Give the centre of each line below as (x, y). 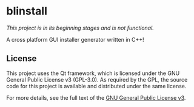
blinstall (27, 11)
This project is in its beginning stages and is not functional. (80, 28)
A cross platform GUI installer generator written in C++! (75, 39)
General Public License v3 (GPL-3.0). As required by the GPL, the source (97, 79)
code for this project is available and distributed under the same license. (96, 86)
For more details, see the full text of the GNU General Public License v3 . (96, 97)
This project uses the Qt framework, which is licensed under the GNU (93, 73)
